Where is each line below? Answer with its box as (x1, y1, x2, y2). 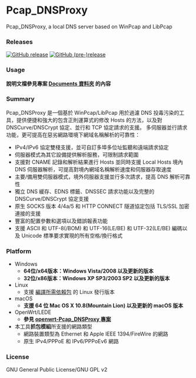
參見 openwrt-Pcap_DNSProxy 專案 (23, 316, 111, 323)
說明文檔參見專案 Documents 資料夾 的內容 (6, 80, 111, 87)
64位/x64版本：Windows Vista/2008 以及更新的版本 (23, 267, 154, 274)
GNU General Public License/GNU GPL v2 (6, 366, 108, 373)
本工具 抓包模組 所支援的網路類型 (14, 323, 92, 330)
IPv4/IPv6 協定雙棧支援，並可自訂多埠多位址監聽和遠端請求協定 (14, 144, 169, 151)
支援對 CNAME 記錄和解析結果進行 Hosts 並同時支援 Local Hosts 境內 (14, 158, 184, 165)
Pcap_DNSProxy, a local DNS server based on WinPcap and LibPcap (6, 23, 172, 30)
